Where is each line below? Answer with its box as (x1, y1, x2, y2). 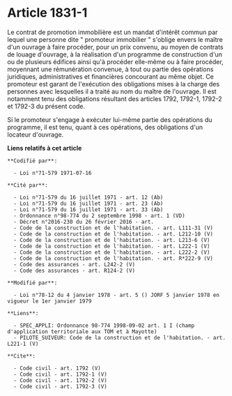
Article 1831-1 (7, 5, 88, 21)
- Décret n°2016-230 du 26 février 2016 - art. (13, 218, 155, 225)
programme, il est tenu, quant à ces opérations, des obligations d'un (7, 123, 203, 131)
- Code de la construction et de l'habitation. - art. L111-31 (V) (13, 224, 214, 231)
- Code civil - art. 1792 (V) (13, 365, 101, 372)
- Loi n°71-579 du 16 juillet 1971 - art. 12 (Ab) (13, 194, 164, 201)
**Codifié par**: (7, 157, 58, 165)
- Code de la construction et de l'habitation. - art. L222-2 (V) (13, 249, 210, 256)
